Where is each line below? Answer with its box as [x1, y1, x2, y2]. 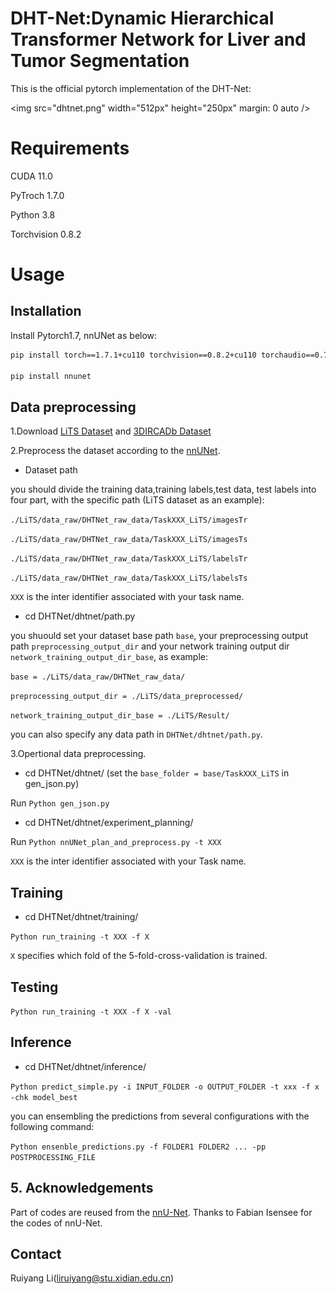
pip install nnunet [10, 371, 92, 381]
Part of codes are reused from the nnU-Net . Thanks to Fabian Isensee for [10, 1206, 313, 1218]
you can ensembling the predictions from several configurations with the [10, 1110, 310, 1122]
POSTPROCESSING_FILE [10, 1152, 97, 1162]
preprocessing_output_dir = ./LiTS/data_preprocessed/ [10, 692, 244, 702]
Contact [10, 1245, 62, 1262]
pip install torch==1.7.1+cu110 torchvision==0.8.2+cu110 [10, 350, 257, 360]
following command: [10, 1120, 95, 1132]
